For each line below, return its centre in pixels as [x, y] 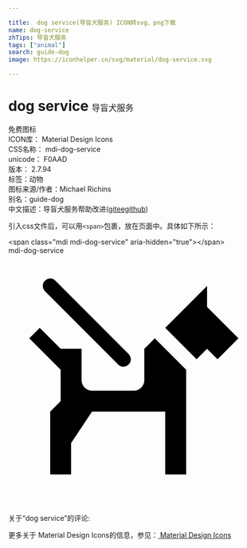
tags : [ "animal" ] [37, 45]
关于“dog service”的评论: [49, 518]
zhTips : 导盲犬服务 [37, 37]
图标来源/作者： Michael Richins [60, 189]
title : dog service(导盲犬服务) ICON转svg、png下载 [92, 22]
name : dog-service [39, 30]
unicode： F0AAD [38, 159]
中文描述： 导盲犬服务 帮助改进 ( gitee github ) [78, 209]
